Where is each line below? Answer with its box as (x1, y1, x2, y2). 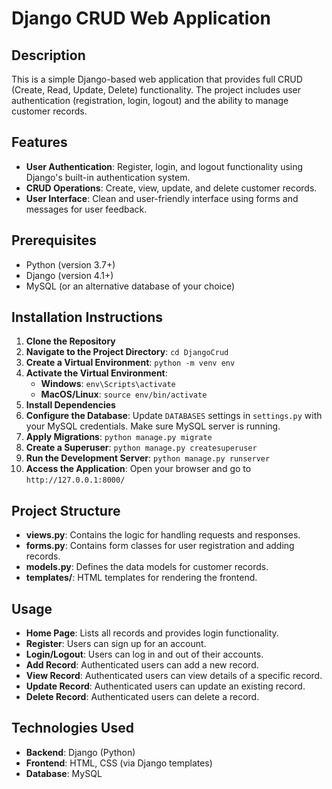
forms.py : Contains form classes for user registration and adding (25, 540, 295, 552)
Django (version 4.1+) (25, 269, 114, 281)
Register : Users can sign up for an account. (25, 638, 207, 650)
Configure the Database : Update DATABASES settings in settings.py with (25, 410, 323, 422)
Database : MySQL (25, 767, 103, 779)
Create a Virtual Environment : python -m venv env (25, 357, 236, 369)
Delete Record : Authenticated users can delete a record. (25, 691, 260, 703)
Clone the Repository (25, 335, 116, 347)
